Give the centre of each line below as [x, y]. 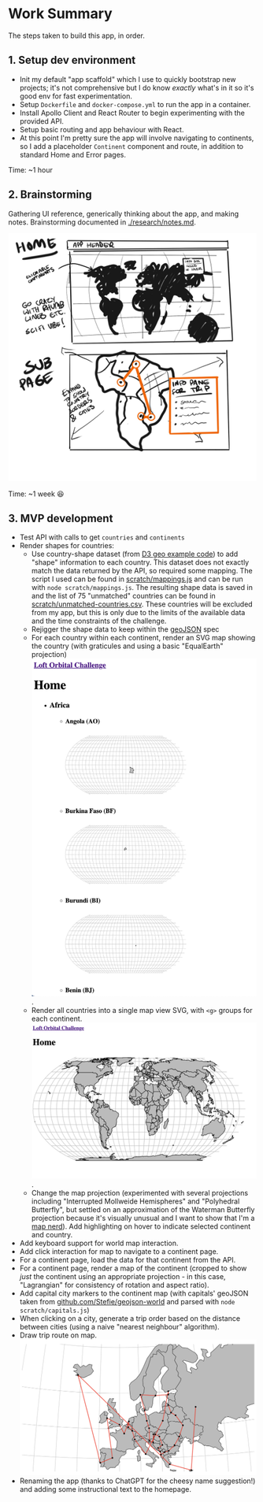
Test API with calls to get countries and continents [102, 537]
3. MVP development [61, 518]
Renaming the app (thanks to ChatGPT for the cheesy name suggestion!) [137, 1481]
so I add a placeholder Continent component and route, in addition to [131, 146]
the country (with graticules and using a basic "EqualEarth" [127, 646]
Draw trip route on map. [58, 1335]
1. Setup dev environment [72, 60]
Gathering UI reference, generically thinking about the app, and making [124, 213]
